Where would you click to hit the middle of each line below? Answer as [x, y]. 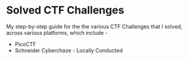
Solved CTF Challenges [65, 10]
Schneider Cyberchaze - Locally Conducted [69, 50]
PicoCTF [26, 44]
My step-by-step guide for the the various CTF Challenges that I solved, [94, 26]
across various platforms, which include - [57, 32]
